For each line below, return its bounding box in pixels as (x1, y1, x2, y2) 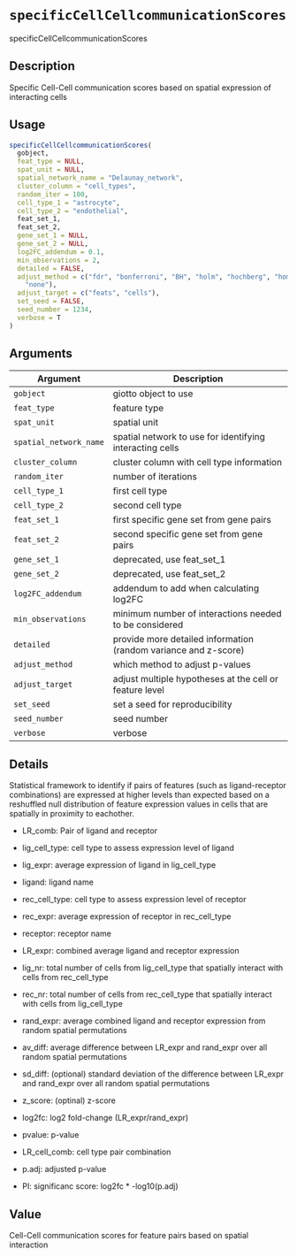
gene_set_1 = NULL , (17, 231, 89, 241)
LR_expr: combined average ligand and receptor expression (21, 946, 240, 956)
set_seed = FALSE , (17, 297, 86, 306)
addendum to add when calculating (112, 582, 260, 594)
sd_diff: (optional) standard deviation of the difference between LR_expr (21, 1069, 285, 1079)
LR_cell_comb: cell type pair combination (21, 1146, 171, 1157)
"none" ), (25, 280, 57, 289)
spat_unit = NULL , (17, 165, 86, 174)
